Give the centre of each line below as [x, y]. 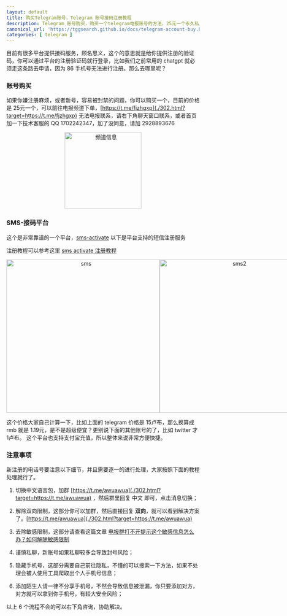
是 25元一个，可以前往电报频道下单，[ [54, 108]
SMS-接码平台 [28, 223]
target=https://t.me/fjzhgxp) [42, 116]
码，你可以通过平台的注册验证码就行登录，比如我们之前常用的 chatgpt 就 [98, 61]
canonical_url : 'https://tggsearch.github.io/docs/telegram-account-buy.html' [109, 29]
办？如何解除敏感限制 [42, 539]
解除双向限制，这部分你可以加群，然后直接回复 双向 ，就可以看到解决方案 [107, 511]
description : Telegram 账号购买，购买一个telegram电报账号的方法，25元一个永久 [101, 23]
